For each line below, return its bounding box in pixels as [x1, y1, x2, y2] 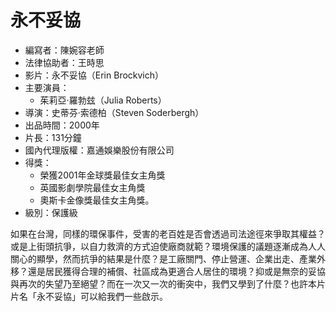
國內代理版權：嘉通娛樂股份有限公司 [24, 144, 175, 156]
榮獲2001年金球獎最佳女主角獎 [39, 169, 166, 181]
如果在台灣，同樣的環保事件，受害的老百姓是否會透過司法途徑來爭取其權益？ [10, 227, 326, 240]
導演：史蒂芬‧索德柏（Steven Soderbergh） [24, 106, 205, 118]
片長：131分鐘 [24, 131, 82, 143]
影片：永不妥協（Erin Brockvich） [24, 69, 165, 81]
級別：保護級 [24, 206, 78, 218]
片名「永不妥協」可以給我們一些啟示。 [10, 290, 168, 302]
